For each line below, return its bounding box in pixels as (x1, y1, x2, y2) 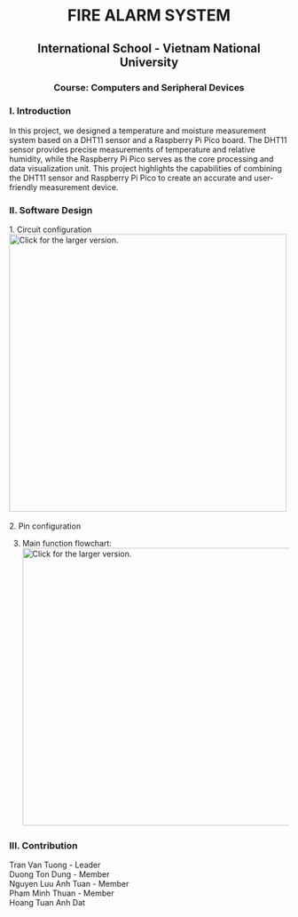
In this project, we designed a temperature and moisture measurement (9, 125, 267, 136)
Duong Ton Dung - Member (9, 869, 110, 880)
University (119, 54, 179, 69)
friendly (9, 181, 38, 192)
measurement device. (39, 181, 119, 192)
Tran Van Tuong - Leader (9, 859, 101, 871)
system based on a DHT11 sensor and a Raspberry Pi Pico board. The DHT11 (9, 134, 287, 145)
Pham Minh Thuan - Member (9, 888, 114, 898)
